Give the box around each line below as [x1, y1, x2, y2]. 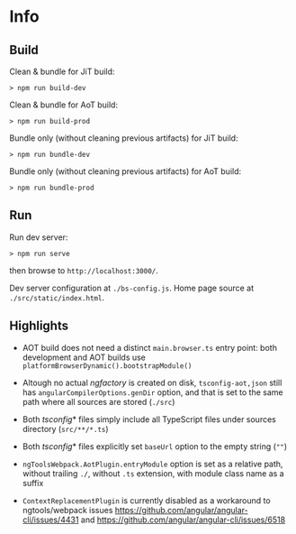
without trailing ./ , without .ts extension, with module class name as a [22, 467, 285, 479]
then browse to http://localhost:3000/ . [9, 264, 159, 276]
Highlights [9, 318, 69, 334]
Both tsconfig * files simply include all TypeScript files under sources [22, 413, 276, 425]
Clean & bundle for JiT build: [9, 66, 115, 77]
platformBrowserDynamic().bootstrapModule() [22, 361, 193, 371]
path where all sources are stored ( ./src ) [22, 396, 175, 407]
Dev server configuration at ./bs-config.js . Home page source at [9, 282, 255, 293]
